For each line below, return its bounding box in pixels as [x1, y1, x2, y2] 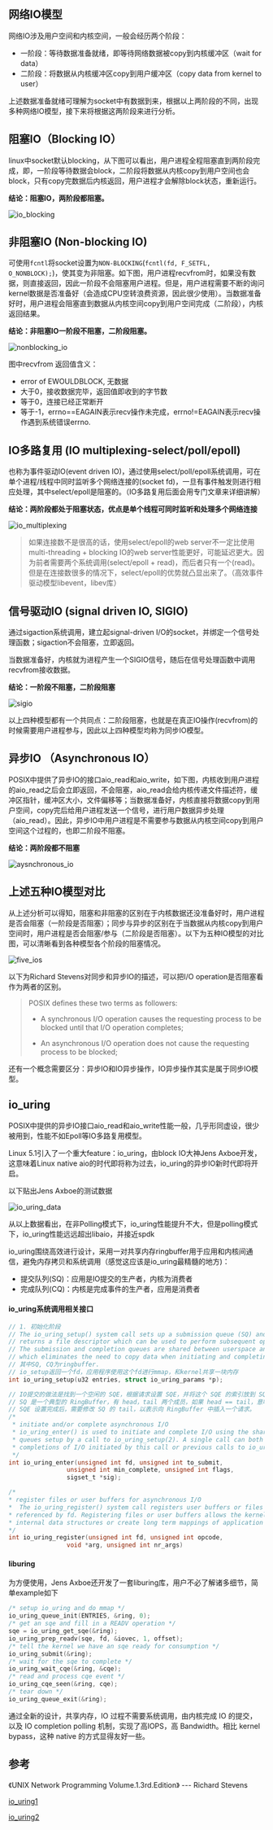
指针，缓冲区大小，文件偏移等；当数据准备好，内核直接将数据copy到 [22, 795, 253, 804]
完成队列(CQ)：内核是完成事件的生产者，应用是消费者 [19, 1284, 201, 1294]
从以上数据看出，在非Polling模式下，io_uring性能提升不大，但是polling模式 [8, 1219, 258, 1228]
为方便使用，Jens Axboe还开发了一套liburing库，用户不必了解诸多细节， [8, 1578, 252, 1587]
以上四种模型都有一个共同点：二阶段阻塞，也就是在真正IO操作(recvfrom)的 [8, 716, 258, 725]
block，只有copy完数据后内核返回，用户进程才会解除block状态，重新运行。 [8, 176, 262, 186]
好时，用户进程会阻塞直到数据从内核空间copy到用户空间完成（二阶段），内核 [8, 299, 264, 309]
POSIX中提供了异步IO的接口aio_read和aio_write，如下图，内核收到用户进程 [8, 774, 260, 784]
